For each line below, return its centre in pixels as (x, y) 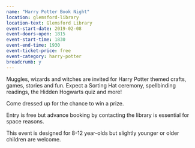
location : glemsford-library (43, 17)
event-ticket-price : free (38, 51)
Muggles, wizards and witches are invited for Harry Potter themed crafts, (96, 79)
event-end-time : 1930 (33, 46)
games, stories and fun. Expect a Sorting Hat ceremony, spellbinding (91, 85)
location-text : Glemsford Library (49, 23)
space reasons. (25, 121)
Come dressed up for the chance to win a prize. (65, 103)
